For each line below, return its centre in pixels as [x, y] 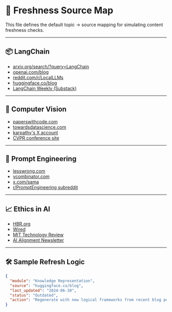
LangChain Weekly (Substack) [45, 88]
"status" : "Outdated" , [34, 295]
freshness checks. [25, 30]
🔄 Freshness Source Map [59, 11]
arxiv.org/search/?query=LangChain [51, 67]
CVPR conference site [36, 138]
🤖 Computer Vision [36, 109]
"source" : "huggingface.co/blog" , [47, 286]
